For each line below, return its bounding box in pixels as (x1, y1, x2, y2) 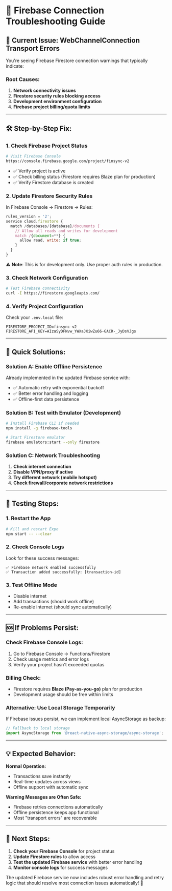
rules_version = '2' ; (6, 214, 52, 220)
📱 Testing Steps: (6, 500, 59, 508)
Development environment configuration (13, 98, 102, 105)
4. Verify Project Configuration (6, 303, 84, 310)
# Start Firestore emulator (6, 434, 66, 440)
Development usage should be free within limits (13, 691, 114, 698)
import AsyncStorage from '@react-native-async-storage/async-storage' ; (6, 730, 164, 736)
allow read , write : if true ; (19, 238, 82, 243)
